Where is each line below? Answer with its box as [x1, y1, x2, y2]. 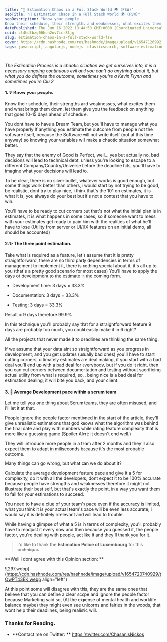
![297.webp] [5, 566, 30, 572]
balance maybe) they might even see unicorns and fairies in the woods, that [5, 602, 161, 608]
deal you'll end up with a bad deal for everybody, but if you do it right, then [5, 362, 159, 368]
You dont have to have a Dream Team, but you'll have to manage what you [5, 121, 158, 127]
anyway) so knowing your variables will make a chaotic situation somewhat [5, 137, 159, 143]
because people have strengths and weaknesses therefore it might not [5, 481, 150, 487]
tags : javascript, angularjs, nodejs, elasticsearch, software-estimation [5, 44, 164, 49]
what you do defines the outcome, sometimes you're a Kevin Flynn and [5, 73, 152, 79]
